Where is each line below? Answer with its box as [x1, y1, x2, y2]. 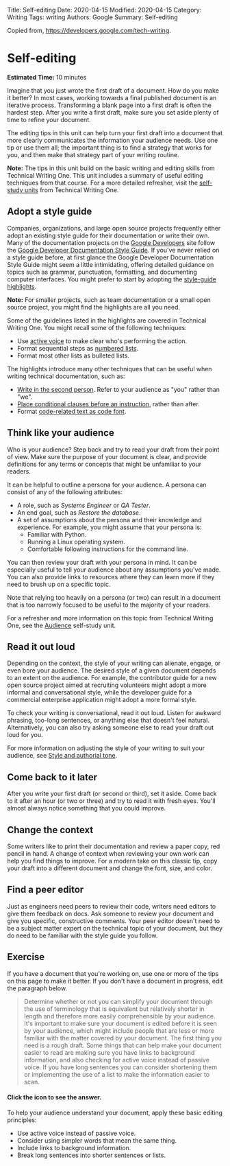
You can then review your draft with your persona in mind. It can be [7, 558, 197, 566]
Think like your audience [7, 427, 114, 439]
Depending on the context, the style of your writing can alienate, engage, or [7, 659, 221, 668]
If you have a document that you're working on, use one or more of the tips [7, 969, 219, 977]
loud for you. [7, 731, 43, 739]
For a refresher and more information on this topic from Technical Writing [7, 614, 214, 622]
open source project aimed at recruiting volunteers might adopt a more [7, 681, 207, 689]
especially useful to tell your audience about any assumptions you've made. [7, 565, 221, 574]
